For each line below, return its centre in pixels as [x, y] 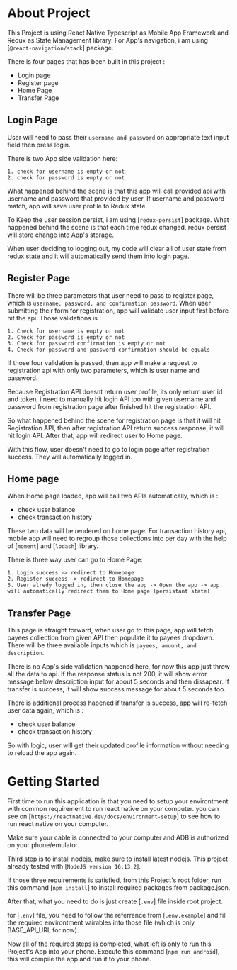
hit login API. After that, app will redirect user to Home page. [95, 435]
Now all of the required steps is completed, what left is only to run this [109, 944]
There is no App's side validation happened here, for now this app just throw [118, 667]
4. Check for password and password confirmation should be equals [109, 350]
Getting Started [54, 782]
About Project [49, 13]
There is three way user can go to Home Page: [75, 560]
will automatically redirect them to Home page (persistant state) [109, 591]
